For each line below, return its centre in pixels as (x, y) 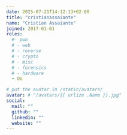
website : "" (27, 123)
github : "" (25, 112)
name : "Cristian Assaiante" (41, 23)
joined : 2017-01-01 (31, 28)
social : (16, 101)
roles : (14, 34)
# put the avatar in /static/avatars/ (55, 90)
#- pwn (20, 40)
